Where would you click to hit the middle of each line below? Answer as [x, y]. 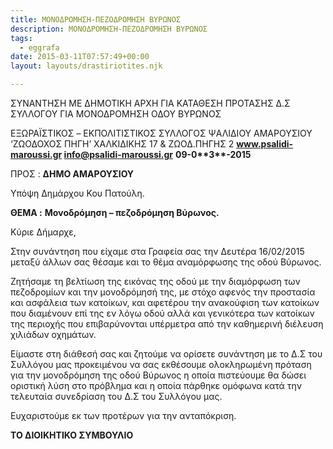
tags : [21, 38]
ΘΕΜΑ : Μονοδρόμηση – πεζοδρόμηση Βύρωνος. [115, 212]
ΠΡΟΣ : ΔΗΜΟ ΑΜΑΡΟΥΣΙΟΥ [72, 174]
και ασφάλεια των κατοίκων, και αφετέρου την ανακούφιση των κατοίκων [165, 302]
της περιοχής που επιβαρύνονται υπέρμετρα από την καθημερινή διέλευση [167, 324]
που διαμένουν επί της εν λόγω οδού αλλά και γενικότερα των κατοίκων [162, 313]
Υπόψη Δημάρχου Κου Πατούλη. [77, 193]
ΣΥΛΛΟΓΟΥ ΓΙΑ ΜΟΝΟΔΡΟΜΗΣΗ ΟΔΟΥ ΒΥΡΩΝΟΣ [116, 114]
